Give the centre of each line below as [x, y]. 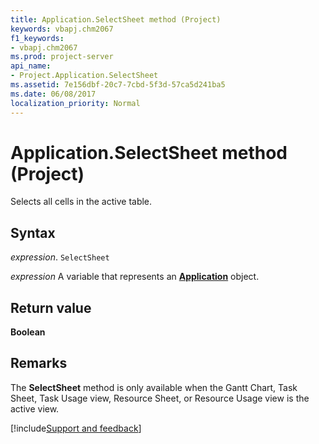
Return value [51, 307]
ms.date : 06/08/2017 [53, 94]
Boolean [28, 332]
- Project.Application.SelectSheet [84, 76]
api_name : [31, 66]
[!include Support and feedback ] [76, 428]
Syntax [33, 232]
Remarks [39, 363]
